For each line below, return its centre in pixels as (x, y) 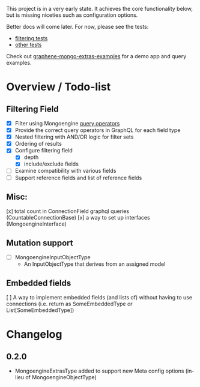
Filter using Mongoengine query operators (67, 123)
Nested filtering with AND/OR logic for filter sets (74, 137)
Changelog (34, 334)
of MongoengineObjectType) (61, 377)
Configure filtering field (44, 151)
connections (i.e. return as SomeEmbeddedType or (70, 304)
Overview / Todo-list (59, 87)
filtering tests (31, 38)
